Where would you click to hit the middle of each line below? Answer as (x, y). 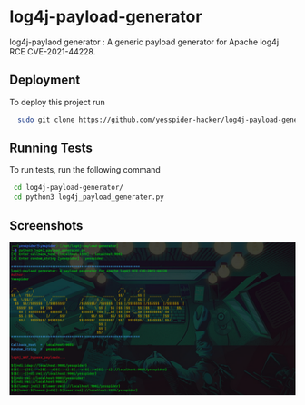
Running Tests (51, 148)
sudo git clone (46, 120)
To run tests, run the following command (85, 170)
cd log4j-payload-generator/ (69, 188)
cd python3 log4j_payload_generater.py (89, 197)
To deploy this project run (58, 102)
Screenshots (46, 226)
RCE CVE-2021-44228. (53, 51)
